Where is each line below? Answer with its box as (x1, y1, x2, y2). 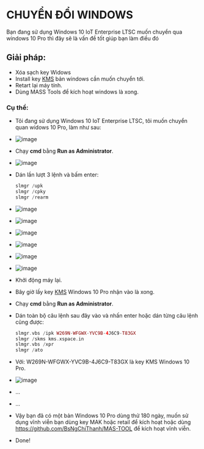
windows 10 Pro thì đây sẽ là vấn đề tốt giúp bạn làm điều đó (6, 34, 159, 42)
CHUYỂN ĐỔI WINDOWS (6, 8, 133, 22)
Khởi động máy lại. (15, 276, 62, 283)
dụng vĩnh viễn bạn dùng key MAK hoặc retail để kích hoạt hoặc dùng (15, 418, 191, 426)
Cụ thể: (6, 103, 29, 112)
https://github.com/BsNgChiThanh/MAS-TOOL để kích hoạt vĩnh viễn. (15, 425, 191, 433)
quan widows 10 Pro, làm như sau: (15, 124, 102, 131)
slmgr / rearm (15, 194, 49, 200)
